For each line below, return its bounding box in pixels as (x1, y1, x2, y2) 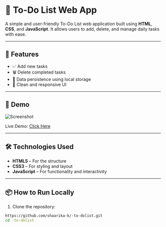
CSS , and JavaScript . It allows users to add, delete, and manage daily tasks (5, 26, 160, 32)
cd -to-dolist (5, 218, 35, 223)
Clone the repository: (12, 204, 56, 210)
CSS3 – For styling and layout (12, 163, 73, 169)
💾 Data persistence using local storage (12, 76, 91, 82)
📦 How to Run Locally (5, 188, 75, 196)
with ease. (5, 31, 26, 37)
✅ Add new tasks (12, 63, 48, 69)
